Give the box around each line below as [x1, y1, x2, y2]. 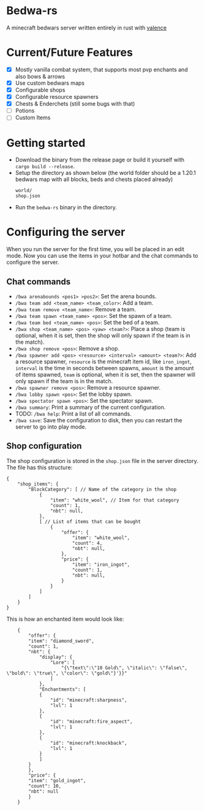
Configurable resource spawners [15, 93, 99, 101]
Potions [15, 107, 35, 114]
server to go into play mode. [15, 423, 87, 430]
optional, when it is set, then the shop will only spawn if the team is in [15, 332, 191, 339]
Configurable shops [15, 87, 66, 93]
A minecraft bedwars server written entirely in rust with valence [6, 24, 167, 31]
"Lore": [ [50, 659, 75, 665]
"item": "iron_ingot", [72, 561, 130, 568]
